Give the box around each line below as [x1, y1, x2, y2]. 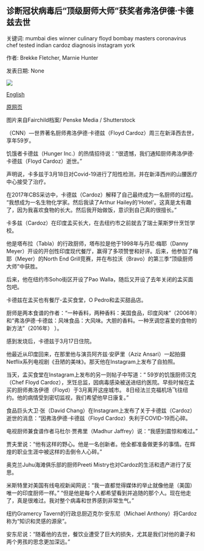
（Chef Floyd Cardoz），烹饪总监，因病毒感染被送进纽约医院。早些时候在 [6, 378, 190, 386]
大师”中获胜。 [6, 262, 41, 270]
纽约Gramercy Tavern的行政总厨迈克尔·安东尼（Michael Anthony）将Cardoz [6, 510, 197, 517]
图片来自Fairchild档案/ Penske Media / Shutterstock [6, 116, 136, 123]
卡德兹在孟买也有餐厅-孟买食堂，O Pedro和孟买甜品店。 [6, 296, 147, 303]
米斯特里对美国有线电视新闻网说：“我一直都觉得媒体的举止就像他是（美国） [6, 481, 196, 489]
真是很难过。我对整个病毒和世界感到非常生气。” [16, 497, 135, 504]
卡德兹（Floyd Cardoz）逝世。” [6, 157, 82, 165]
